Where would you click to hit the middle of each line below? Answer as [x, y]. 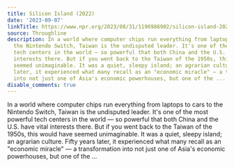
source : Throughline [37, 33]
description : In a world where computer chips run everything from [107, 40]
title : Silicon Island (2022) [51, 14]
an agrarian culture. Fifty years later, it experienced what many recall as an [114, 142]
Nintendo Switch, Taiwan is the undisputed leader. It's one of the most [108, 112]
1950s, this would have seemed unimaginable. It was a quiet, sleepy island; [115, 134]
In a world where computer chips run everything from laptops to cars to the [115, 104]
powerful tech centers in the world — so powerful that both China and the [113, 120]
